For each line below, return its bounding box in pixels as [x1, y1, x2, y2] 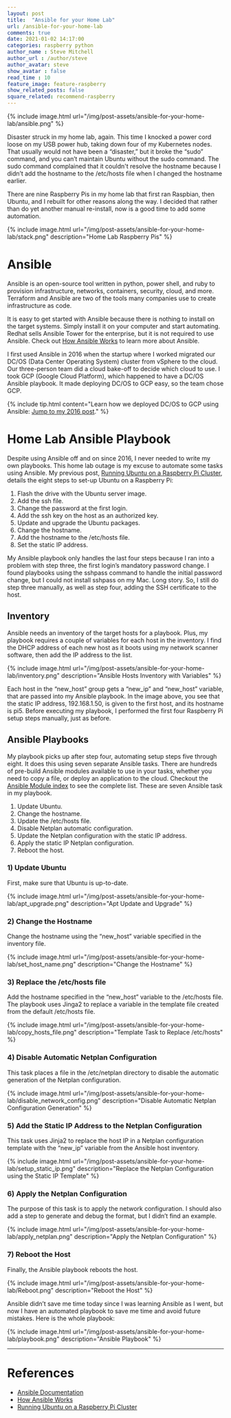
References [7, 1365, 74, 1381]
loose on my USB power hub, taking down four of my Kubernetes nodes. [7, 140, 212, 148]
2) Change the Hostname [7, 916, 93, 926]
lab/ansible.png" [7, 120, 54, 127]
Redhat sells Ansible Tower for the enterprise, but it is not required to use [7, 329, 214, 337]
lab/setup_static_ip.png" [7, 1164, 76, 1172]
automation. [7, 212, 41, 220]
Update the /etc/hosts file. [16, 816, 91, 825]
